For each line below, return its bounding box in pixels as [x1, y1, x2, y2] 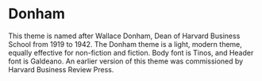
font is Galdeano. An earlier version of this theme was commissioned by [8, 56, 244, 66]
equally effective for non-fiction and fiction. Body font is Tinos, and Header [8, 48, 254, 57]
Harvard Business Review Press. [8, 64, 114, 74]
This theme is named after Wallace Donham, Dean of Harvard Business [8, 31, 241, 40]
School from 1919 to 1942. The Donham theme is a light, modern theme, [8, 39, 242, 48]
